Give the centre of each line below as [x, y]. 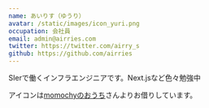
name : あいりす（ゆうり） [47, 16]
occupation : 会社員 [39, 31]
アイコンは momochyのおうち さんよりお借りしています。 [103, 95]
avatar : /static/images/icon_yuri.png [74, 24]
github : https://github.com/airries [70, 54]
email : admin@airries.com [52, 39]
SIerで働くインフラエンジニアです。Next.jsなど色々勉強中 [105, 78]
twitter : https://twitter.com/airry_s [74, 46]
